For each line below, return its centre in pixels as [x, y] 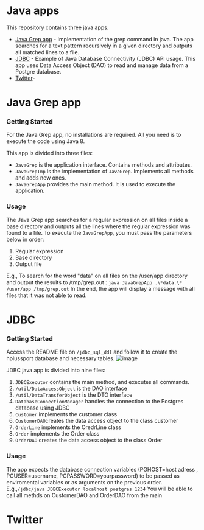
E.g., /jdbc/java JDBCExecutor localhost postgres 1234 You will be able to [100, 489]
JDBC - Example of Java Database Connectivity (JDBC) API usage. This [105, 58]
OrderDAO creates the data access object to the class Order [89, 440]
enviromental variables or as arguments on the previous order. [84, 482]
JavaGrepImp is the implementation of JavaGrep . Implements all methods [104, 172]
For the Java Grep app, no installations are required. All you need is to [94, 135]
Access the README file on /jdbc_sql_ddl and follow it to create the [92, 352]
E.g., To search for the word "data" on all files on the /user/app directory [97, 276]
